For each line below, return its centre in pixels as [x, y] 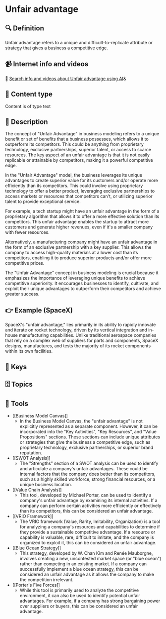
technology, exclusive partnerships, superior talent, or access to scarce [78, 150]
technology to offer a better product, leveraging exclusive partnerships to [80, 191]
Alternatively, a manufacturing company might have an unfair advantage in [81, 242]
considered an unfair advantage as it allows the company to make [87, 574]
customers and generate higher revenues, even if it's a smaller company [79, 227]
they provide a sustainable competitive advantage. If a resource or [87, 532]
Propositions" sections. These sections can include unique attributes [90, 437]
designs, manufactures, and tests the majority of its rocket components [78, 346]
